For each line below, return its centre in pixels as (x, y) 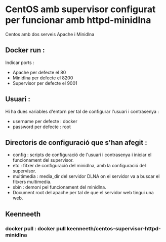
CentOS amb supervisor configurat (80, 9)
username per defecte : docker (45, 121)
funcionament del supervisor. (43, 160)
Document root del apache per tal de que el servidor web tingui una (83, 193)
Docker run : (25, 50)
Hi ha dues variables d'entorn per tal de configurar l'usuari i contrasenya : (82, 111)
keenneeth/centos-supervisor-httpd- (114, 228)
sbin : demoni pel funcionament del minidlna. (59, 187)
